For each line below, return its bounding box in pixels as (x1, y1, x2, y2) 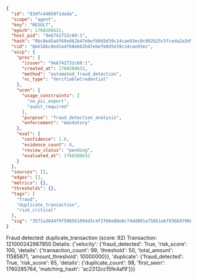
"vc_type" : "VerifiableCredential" (21, 76, 109, 82)
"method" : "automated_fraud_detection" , (21, 71, 122, 77)
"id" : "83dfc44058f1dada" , (11, 11, 77, 17)
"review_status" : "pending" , (21, 147, 93, 153)
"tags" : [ (11, 191, 35, 196)
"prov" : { (16, 55, 41, 60)
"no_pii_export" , (27, 98, 69, 104)
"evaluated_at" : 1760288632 (21, 152, 91, 158)
